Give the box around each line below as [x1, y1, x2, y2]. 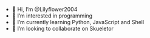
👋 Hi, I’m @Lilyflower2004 [12, 6, 78, 13]
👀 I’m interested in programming [12, 12, 93, 19]
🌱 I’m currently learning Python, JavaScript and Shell [12, 19, 145, 25]
